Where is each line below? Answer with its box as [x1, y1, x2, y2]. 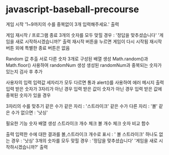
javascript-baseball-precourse [6, 4, 139, 15]
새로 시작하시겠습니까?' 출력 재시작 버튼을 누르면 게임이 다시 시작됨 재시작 [15, 38, 162, 45]
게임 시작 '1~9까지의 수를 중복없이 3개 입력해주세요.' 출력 [6, 21, 119, 27]
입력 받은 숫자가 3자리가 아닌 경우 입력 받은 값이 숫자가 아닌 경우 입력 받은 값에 [6, 85, 162, 92]
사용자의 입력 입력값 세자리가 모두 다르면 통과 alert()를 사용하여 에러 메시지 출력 [6, 79, 164, 85]
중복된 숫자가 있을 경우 [6, 92, 51, 98]
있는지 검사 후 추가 [6, 68, 43, 75]
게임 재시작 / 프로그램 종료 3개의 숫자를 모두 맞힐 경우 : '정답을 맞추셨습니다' [6, 32, 157, 38]
